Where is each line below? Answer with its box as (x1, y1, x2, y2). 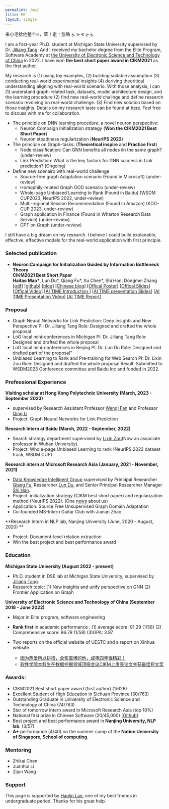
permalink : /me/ (5, 7, 39, 13)
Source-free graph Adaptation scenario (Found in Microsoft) (20, 174, 145, 180)
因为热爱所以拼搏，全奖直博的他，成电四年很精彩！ (20, 655, 126, 661)
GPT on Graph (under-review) (20, 222, 82, 228)
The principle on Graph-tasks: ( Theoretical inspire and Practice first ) (12, 141, 157, 148)
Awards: (5, 674, 26, 681)
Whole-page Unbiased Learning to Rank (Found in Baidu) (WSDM (20, 190, 156, 196)
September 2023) (5, 395, 44, 402)
